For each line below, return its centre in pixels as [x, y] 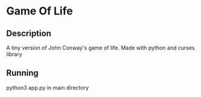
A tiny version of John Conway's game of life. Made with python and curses [101, 48]
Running [23, 73]
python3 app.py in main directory [48, 87]
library [14, 54]
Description [29, 33]
